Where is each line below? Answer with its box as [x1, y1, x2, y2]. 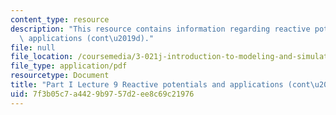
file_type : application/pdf [10, 61, 128, 71]
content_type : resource [10, 14, 110, 25]
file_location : [10, 52, 74, 62]
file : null [10, 42, 56, 53]
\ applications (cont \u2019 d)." [19, 33, 155, 43]
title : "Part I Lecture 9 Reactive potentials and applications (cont [10, 80, 311, 90]
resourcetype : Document [10, 71, 110, 81]
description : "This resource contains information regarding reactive [10, 24, 311, 34]
